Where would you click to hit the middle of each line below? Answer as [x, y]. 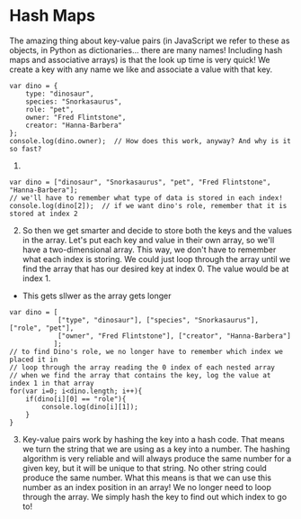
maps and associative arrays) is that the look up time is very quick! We [140, 59]
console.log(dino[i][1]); [90, 406]
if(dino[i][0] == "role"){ [76, 399]
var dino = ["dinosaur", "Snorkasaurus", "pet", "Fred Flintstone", [140, 182]
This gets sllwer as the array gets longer [97, 296]
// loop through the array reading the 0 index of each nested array [142, 367]
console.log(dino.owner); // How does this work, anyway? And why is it [150, 141]
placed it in [34, 360]
